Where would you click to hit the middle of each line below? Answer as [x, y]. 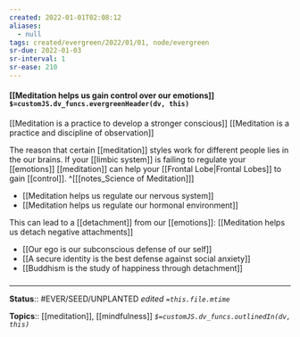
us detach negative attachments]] [71, 232]
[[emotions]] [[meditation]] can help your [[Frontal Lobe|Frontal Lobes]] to [146, 169]
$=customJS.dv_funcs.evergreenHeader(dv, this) [100, 104]
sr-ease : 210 [33, 68]
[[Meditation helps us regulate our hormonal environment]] [130, 205]
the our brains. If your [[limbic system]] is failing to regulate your [128, 160]
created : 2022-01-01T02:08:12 [66, 17]
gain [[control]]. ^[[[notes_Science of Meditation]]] [102, 178]
